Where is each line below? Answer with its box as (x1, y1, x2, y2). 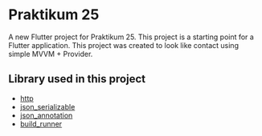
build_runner (19, 118, 63, 129)
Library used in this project (8, 72, 146, 86)
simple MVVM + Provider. (8, 49, 93, 58)
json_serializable (19, 102, 76, 111)
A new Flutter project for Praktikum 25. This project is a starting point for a (8, 32, 255, 42)
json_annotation (19, 110, 73, 120)
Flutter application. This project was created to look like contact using (8, 40, 239, 50)
